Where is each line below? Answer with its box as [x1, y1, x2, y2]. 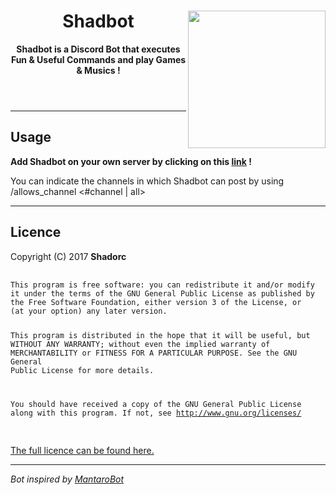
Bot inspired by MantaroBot [10, 473, 125, 485]
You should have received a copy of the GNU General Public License [10, 400, 302, 410]
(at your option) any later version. [10, 306, 168, 316]
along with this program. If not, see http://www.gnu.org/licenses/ [10, 408, 302, 419]
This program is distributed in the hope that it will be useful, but [10, 331, 311, 341]
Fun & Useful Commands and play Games [10, 53, 187, 65]
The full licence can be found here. [10, 445, 155, 457]
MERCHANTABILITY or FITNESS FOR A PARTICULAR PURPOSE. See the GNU [10, 348, 298, 359]
